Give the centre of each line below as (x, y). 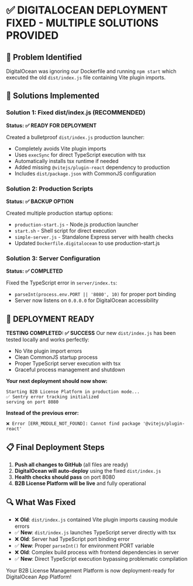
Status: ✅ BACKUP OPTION (40, 201)
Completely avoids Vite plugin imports (60, 148)
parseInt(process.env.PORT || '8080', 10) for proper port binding (95, 294)
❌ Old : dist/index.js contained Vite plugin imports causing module (96, 519)
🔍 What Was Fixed (41, 502)
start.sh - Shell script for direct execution (66, 231)
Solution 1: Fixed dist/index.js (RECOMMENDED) (76, 113)
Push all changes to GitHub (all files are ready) (71, 465)
